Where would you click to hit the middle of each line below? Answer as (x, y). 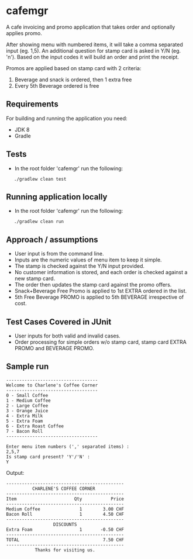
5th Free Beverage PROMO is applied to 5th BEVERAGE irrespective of (99, 297)
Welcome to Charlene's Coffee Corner (52, 385)
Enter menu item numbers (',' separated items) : (68, 446)
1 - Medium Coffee (28, 401)
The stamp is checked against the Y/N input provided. (80, 266)
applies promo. (24, 33)
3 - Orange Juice (27, 410)
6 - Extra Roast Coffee (35, 426)
